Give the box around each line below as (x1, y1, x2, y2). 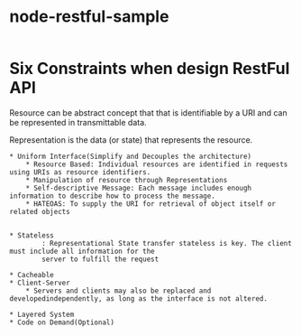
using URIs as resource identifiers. (9, 167, 151, 177)
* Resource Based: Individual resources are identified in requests (25, 160, 288, 169)
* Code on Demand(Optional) (9, 318, 115, 327)
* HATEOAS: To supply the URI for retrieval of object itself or (25, 199, 277, 209)
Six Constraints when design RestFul (9, 59, 290, 79)
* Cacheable (9, 270, 54, 279)
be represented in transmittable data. (9, 117, 147, 127)
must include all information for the (9, 247, 155, 256)
